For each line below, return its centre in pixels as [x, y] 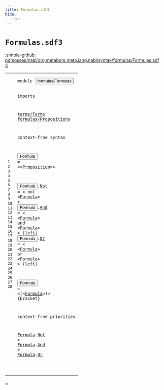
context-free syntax [41, 138]
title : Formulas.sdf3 [27, 10]
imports [26, 96]
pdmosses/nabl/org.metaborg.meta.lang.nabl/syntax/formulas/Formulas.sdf [82, 60]
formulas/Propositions [44, 119]
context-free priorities [46, 317]
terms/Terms [31, 114]
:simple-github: [20, 55]
